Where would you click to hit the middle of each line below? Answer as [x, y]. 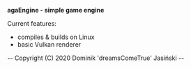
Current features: [32, 23]
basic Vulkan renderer [49, 44]
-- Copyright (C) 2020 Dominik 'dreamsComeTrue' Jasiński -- [96, 58]
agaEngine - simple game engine [56, 10]
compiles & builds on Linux [56, 37]
